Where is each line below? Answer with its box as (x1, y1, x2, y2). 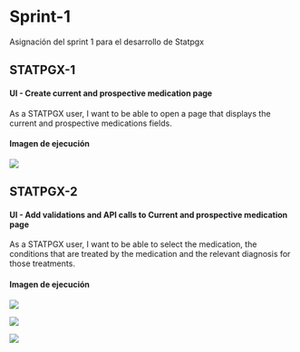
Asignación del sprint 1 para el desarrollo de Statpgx (9, 36, 205, 47)
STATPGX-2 (9, 184, 78, 200)
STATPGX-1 (9, 62, 76, 78)
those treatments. (9, 258, 75, 269)
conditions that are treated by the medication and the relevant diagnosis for (9, 249, 291, 260)
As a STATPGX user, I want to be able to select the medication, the (9, 239, 257, 250)
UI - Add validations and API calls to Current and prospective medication (9, 209, 288, 220)
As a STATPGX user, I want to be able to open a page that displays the (9, 108, 271, 119)
